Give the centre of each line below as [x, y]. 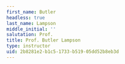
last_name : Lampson [31, 23]
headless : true [26, 18]
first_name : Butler [31, 12]
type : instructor [28, 46]
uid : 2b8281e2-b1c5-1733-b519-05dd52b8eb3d [63, 52]
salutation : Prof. [30, 35]
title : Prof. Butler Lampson [44, 40]
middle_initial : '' [31, 29]
